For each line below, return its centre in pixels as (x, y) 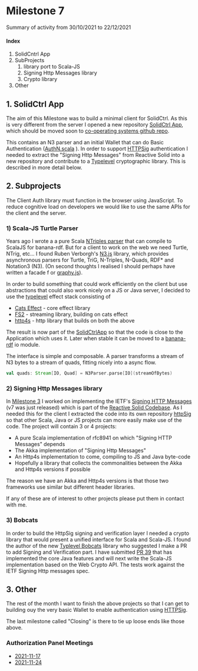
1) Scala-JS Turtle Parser (42, 228)
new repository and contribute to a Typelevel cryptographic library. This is (96, 161)
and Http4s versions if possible (52, 469)
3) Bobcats (22, 520)
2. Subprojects (34, 186)
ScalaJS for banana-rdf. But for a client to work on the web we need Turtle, (97, 247)
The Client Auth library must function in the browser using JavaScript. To (95, 200)
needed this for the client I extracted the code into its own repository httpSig (99, 414)
